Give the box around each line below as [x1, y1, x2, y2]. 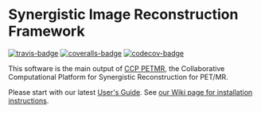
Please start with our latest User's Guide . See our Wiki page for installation [8, 87, 253, 96]
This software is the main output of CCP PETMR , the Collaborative [8, 63, 225, 73]
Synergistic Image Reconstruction [8, 6, 239, 24]
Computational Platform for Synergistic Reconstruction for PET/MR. [8, 72, 228, 81]
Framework [8, 22, 85, 40]
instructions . [8, 96, 49, 105]
